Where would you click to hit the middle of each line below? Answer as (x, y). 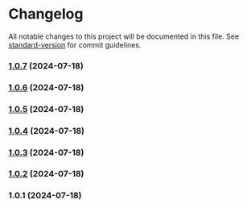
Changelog (46, 14)
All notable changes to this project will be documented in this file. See (124, 36)
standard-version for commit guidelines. (75, 44)
